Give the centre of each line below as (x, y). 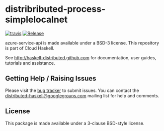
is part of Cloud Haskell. (30, 48)
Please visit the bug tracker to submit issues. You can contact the (72, 90)
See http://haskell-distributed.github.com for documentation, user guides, (81, 57)
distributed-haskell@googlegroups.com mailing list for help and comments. (82, 95)
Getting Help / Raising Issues (51, 78)
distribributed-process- (55, 9)
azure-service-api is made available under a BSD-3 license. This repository (82, 43)
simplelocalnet (37, 20)
